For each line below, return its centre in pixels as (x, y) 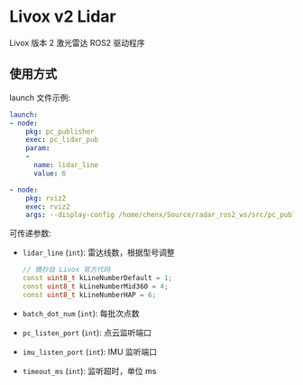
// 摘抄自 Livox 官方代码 (66, 270)
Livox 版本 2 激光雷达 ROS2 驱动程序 (78, 42)
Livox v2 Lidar (63, 17)
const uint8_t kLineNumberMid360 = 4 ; (95, 286)
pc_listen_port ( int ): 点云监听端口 (87, 333)
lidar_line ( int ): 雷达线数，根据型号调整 (98, 253)
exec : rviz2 (48, 207)
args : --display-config (70, 215)
